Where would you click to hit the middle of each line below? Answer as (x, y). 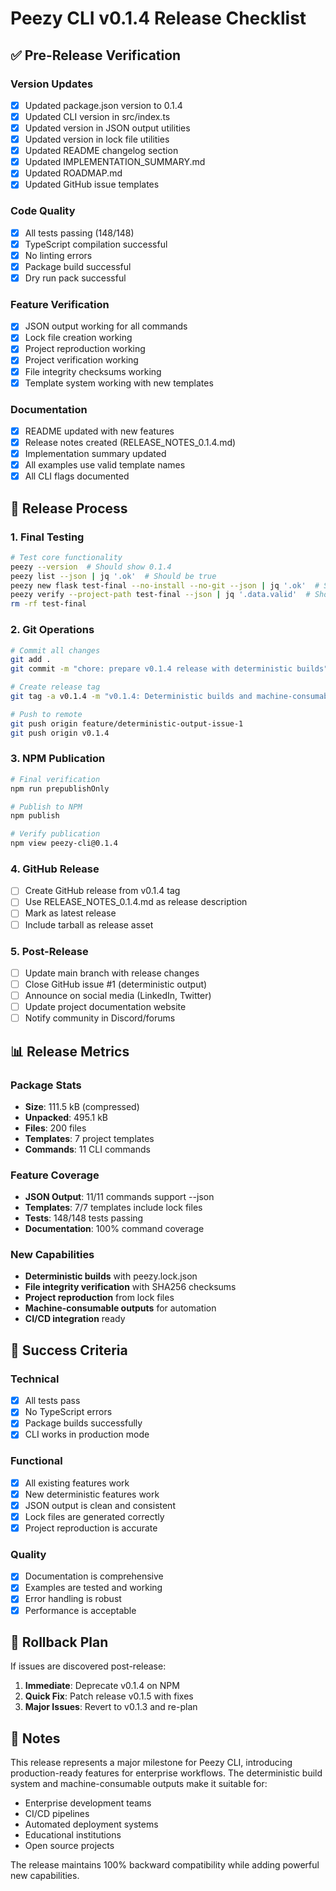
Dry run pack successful (75, 278)
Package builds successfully (83, 1423)
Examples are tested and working (93, 1588)
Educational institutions (73, 1835)
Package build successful (78, 266)
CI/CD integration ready (75, 1319)
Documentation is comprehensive (94, 1576)
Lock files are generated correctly (94, 1516)
